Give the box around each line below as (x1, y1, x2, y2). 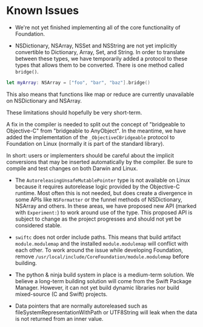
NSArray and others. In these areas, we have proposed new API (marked (15, 202, 197, 210)
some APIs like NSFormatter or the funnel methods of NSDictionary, (15, 196, 183, 203)
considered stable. (15, 221, 62, 229)
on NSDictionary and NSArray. (6, 97, 82, 104)
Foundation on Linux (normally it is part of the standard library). (6, 140, 165, 147)
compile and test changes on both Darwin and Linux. (6, 165, 138, 172)
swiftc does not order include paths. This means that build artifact (15, 233, 181, 241)
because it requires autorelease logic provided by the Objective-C (15, 183, 180, 190)
